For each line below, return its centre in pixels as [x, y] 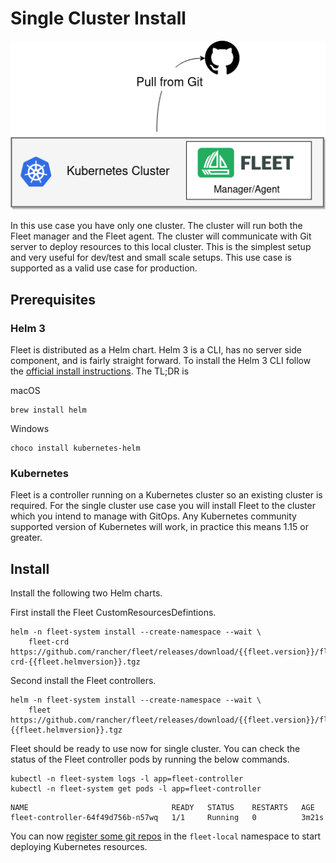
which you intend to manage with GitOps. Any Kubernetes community [153, 516]
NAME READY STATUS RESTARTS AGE [162, 808]
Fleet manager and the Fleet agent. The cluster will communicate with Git [161, 236]
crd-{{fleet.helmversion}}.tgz [75, 662]
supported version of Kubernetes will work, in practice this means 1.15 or [159, 527]
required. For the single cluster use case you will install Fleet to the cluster [163, 506]
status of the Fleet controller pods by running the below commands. [150, 759]
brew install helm [48, 410]
